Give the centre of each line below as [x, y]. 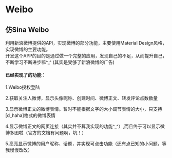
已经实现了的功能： [26, 75]
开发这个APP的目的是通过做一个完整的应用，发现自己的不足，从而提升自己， [86, 56]
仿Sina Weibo [27, 29]
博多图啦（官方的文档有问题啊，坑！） [46, 133]
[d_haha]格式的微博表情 [30, 115]
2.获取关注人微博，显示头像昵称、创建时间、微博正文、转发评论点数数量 [82, 98]
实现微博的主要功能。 [28, 49]
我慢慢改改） [19, 150]
